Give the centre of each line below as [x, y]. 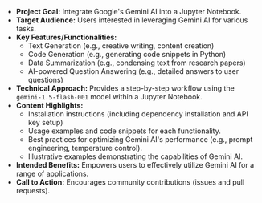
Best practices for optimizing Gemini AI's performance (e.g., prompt [140, 139]
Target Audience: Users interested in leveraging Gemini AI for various [132, 20]
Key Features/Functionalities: [66, 37]
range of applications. [52, 173]
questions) [46, 80]
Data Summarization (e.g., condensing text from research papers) [137, 63]
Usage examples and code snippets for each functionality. [124, 131]
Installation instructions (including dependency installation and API [138, 114]
